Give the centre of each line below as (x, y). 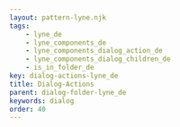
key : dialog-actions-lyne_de (64, 76)
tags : (19, 26)
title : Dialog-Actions (52, 84)
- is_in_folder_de (60, 68)
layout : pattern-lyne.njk (58, 17)
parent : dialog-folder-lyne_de (68, 92)
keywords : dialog (42, 101)
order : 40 (28, 109)
